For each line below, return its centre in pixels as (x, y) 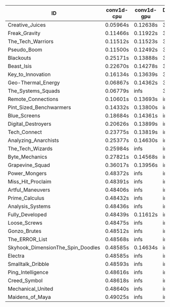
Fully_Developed (27, 214)
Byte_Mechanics (28, 157)
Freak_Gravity (24, 33)
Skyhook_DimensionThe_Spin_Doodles (54, 247)
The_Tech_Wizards (30, 148)
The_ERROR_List (28, 239)
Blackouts (19, 58)
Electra (16, 256)
